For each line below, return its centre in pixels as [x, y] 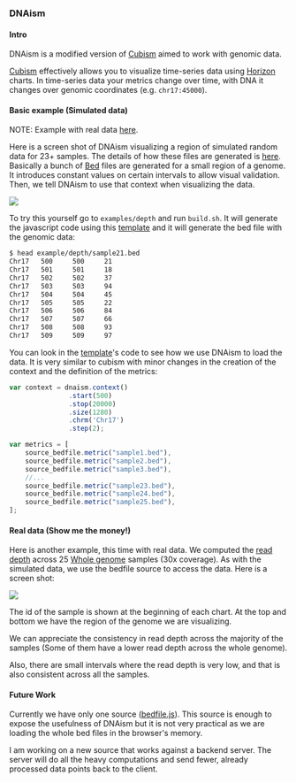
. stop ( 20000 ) [92, 404]
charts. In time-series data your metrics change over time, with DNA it [136, 81]
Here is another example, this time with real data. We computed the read [141, 550]
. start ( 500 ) [91, 395]
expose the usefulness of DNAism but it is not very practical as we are [137, 724]
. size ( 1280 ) [91, 412]
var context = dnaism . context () [68, 388]
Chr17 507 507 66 [61, 319]
